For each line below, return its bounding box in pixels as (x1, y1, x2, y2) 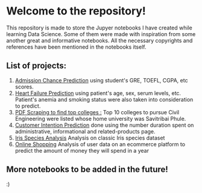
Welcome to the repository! (6, 4, 147, 18)
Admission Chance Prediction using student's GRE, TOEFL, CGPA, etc (14, 76, 188, 84)
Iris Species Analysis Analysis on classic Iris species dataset (14, 134, 165, 141)
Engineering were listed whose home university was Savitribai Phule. (14, 115, 186, 122)
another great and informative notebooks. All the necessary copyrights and (6, 37, 193, 44)
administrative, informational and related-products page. (14, 127, 156, 135)
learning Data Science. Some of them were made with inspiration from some (6, 30, 196, 37)
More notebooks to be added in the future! (6, 164, 169, 175)
